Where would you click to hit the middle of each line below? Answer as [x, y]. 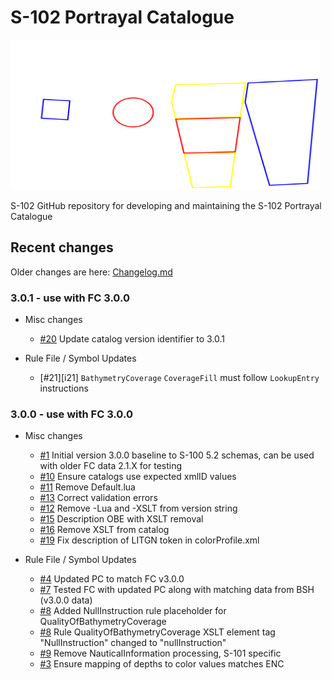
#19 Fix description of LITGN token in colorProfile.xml [149, 540]
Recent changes [62, 247]
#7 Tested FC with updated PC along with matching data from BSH [177, 590]
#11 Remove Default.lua [87, 487]
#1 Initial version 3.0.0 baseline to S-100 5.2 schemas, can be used [177, 455]
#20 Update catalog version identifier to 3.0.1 [132, 339]
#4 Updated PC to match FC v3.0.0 [112, 579]
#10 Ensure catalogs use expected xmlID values [138, 477]
